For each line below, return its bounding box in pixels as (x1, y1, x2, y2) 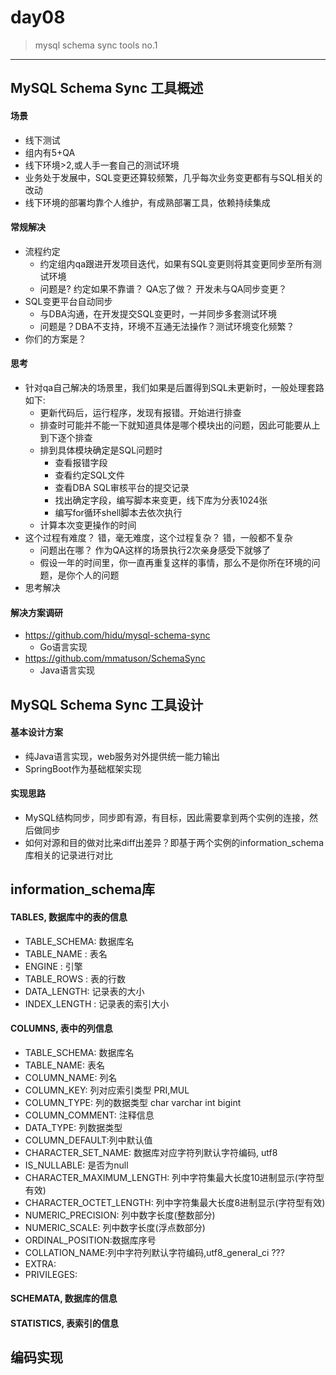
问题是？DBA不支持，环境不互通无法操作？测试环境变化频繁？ (39, 320, 295, 332)
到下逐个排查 (39, 431, 93, 443)
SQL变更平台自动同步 (24, 295, 113, 307)
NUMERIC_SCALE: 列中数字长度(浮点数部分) (24, 1221, 206, 1233)
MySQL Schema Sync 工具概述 (10, 80, 204, 97)
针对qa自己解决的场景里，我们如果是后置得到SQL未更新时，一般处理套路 (24, 381, 325, 393)
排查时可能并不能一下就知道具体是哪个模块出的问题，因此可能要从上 (39, 419, 321, 431)
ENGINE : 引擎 (24, 960, 83, 972)
